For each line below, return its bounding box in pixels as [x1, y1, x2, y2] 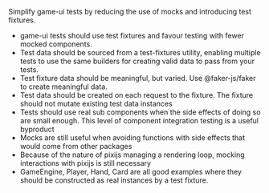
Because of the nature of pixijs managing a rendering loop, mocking [19, 150, 245, 159]
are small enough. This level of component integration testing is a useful [19, 116, 259, 125]
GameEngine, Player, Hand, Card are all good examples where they [19, 167, 243, 176]
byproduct [19, 124, 55, 134]
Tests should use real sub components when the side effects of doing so [19, 107, 261, 117]
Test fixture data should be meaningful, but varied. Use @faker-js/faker [19, 74, 256, 82]
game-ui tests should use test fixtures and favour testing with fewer [19, 31, 245, 40]
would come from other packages [19, 142, 132, 151]
